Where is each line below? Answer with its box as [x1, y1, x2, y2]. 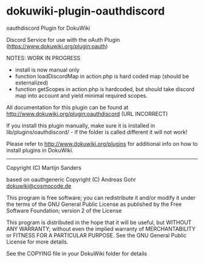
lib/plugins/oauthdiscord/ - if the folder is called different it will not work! [6, 128, 188, 135]
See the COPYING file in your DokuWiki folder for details [6, 250, 148, 257]
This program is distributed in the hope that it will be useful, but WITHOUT [6, 219, 192, 226]
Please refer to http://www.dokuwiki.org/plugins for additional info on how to [6, 140, 199, 147]
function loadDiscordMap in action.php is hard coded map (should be [15, 72, 189, 80]
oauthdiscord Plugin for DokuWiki [6, 24, 90, 32]
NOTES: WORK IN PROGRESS [6, 54, 81, 61]
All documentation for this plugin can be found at [6, 103, 129, 111]
